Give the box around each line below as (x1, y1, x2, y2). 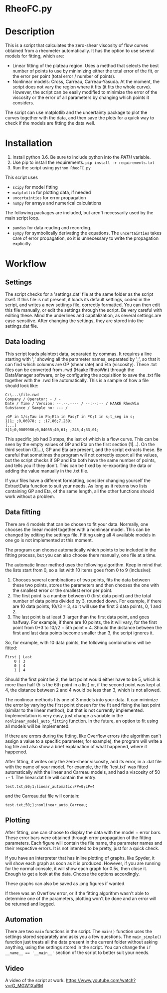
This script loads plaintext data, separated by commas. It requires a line (5, 351, 152, 357)
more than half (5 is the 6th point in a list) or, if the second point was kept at (5, 681, 161, 687)
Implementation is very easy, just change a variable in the (5, 712, 123, 718)
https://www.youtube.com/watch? (65, 978, 136, 984)
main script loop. (5, 215, 40, 221)
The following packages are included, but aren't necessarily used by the (5, 210, 154, 216)
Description (5, 26, 55, 37)
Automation (5, 915, 43, 924)
